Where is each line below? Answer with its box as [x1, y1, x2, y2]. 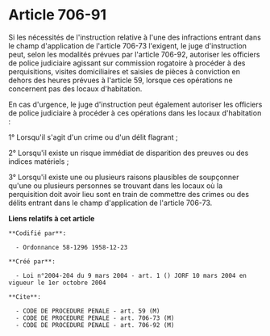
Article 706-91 [8, 6, 107, 24]
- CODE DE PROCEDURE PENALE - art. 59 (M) [15, 307, 160, 315]
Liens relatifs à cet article [8, 213, 95, 223]
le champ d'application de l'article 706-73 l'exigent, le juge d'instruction [8, 40, 247, 50]
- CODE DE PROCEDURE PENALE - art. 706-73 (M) [15, 313, 175, 322]
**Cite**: [8, 292, 42, 300]
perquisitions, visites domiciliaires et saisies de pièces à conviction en [8, 66, 240, 76]
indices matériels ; [8, 156, 69, 166]
